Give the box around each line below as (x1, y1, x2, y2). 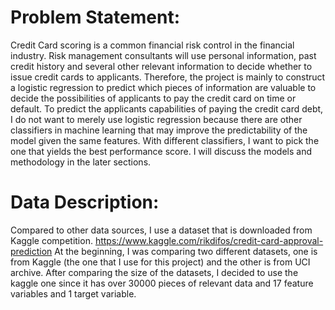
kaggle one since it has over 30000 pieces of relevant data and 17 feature (10, 277, 314, 289)
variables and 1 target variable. (10, 287, 137, 300)
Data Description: (10, 191, 160, 214)
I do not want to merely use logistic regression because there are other (10, 113, 303, 125)
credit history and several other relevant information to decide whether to (10, 60, 313, 72)
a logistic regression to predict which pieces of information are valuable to (10, 81, 317, 93)
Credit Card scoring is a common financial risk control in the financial (10, 39, 295, 51)
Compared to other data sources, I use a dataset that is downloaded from (10, 224, 313, 236)
